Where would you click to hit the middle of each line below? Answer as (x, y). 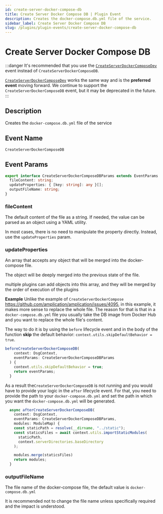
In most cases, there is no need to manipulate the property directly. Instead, (81, 232)
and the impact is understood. (35, 506)
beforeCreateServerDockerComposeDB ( (42, 349)
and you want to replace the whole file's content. (54, 320)
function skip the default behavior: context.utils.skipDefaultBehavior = (79, 335)
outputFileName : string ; (35, 190)
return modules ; (31, 460)
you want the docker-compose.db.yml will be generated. (60, 401)
